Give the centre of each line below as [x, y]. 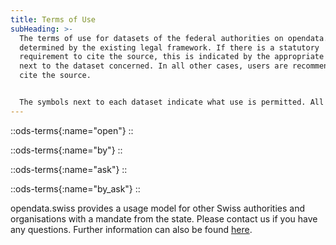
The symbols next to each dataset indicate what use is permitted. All [172, 102]
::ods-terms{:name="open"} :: [72, 130]
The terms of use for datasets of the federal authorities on [151, 38]
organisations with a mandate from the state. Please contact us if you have [164, 218]
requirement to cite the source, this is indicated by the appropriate [172, 57]
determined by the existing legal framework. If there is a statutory [169, 47]
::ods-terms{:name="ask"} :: [69, 169]
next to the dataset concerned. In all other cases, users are [153, 66]
